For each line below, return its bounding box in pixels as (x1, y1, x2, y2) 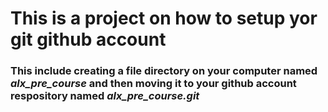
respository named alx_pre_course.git (10, 89, 200, 103)
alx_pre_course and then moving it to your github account (10, 77, 297, 91)
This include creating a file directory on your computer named (10, 64, 318, 78)
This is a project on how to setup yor (10, 7, 318, 30)
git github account (10, 28, 167, 51)
